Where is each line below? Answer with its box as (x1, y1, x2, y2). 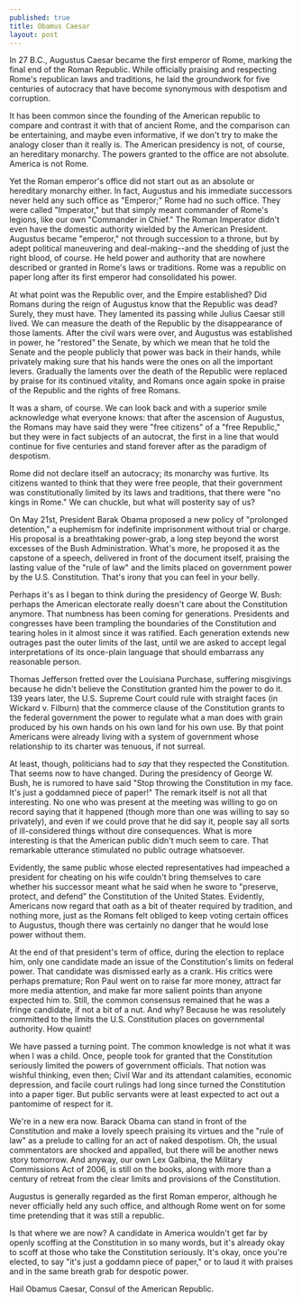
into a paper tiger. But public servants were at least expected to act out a (9, 1089, 279, 1100)
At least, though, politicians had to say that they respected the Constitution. (9, 759, 290, 770)
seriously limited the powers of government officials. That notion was (9, 1060, 267, 1071)
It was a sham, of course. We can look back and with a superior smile (9, 402, 268, 413)
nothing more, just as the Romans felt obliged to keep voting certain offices (9, 910, 288, 921)
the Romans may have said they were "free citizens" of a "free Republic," (9, 421, 281, 433)
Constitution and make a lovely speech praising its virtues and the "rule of (9, 1125, 284, 1137)
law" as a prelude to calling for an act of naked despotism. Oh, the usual (9, 1135, 278, 1146)
